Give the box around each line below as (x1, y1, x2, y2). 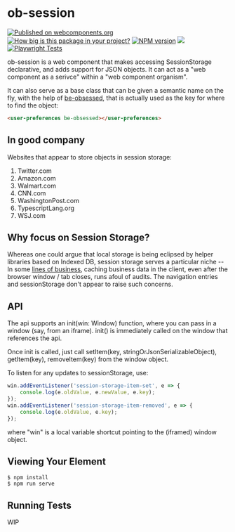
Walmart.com (17, 181, 57, 190)
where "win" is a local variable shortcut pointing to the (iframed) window (7, 427, 217, 436)
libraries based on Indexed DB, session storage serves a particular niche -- (7, 258, 224, 266)
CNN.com (17, 188, 46, 197)
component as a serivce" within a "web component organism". (7, 72, 188, 81)
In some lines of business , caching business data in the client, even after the (7, 265, 228, 273)
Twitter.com (17, 167, 53, 175)
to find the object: (7, 100, 59, 110)
